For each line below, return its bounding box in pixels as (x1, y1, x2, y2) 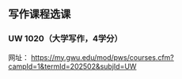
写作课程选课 (8, 7, 71, 21)
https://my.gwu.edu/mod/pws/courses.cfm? (30, 52, 174, 62)
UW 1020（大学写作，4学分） (8, 33, 123, 44)
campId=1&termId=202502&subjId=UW (8, 62, 137, 71)
